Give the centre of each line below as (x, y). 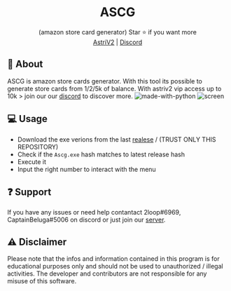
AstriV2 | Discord (118, 42)
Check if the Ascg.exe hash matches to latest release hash (101, 154)
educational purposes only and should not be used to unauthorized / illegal (115, 266)
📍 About (25, 64)
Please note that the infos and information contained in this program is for (113, 259)
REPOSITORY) (38, 147)
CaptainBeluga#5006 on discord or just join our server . (86, 220)
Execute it (32, 161)
